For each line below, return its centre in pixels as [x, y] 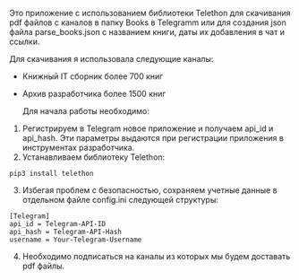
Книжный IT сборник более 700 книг [93, 76]
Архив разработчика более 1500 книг [94, 94]
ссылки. [25, 41]
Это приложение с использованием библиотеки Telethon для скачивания [150, 13]
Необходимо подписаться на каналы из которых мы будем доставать [156, 256]
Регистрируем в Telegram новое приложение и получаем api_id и [148, 128]
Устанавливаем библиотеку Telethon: [94, 157]
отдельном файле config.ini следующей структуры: [120, 200]
